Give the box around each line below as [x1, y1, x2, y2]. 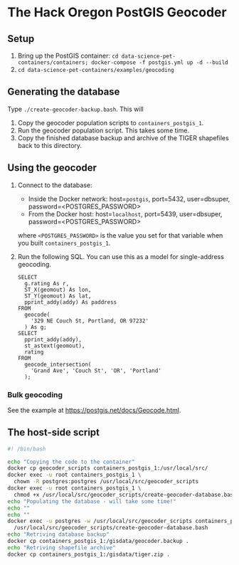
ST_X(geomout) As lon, [24, 286, 92, 293]
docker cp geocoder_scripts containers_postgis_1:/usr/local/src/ [7, 465, 208, 472]
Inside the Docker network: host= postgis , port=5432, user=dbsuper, [28, 194, 230, 203]
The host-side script [7, 426, 100, 438]
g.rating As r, [24, 280, 70, 287]
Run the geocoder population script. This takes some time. [17, 126, 190, 134]
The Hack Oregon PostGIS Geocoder [7, 4, 227, 21]
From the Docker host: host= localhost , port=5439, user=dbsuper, [28, 209, 223, 218]
